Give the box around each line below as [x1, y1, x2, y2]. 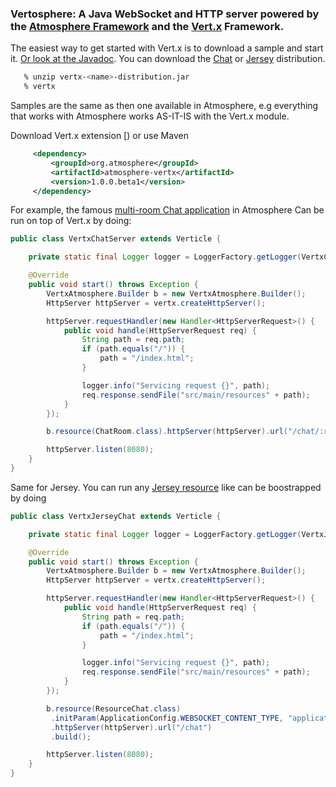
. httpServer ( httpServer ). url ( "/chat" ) [50, 722, 213, 732]
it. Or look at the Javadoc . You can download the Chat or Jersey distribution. [10, 53, 326, 65]
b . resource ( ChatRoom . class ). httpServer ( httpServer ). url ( [46, 427, 288, 437]
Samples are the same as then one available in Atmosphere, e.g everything [10, 100, 319, 112]
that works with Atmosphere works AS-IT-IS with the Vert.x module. [10, 110, 290, 122]
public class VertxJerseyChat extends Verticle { [10, 511, 222, 521]
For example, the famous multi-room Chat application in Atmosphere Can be [10, 204, 325, 216]
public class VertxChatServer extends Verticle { [10, 234, 222, 244]
